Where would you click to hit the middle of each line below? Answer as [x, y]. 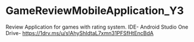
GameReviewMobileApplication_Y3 [95, 11]
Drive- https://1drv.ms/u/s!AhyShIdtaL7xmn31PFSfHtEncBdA [80, 33]
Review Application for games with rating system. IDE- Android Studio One [97, 27]
